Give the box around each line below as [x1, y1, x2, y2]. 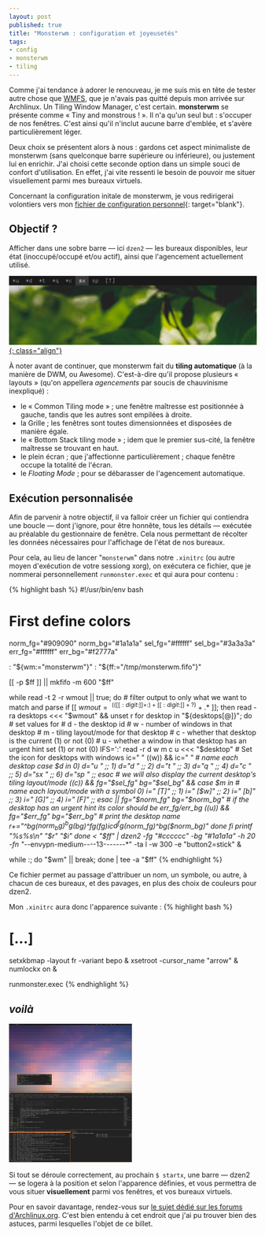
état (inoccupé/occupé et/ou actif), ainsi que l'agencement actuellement [9, 251, 244, 261]
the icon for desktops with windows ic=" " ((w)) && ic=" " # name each [9, 753, 238, 762]
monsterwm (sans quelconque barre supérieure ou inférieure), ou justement [9, 151, 256, 160]
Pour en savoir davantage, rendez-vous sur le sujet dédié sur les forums [9, 1202, 243, 1212]
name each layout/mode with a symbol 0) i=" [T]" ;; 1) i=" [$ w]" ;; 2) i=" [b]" [9, 786, 256, 795]
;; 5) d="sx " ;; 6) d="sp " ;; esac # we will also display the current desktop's [9, 769, 256, 779]
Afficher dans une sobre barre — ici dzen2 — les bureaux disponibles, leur [9, 243, 248, 252]
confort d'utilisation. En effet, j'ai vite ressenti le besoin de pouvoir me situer [9, 167, 256, 177]
